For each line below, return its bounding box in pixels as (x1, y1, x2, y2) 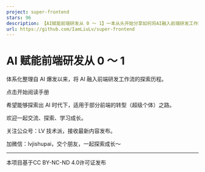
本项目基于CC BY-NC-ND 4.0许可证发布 (6, 159, 107, 167)
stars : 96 (6, 15, 32, 21)
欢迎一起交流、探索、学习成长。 (6, 114, 87, 122)
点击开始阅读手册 (6, 88, 49, 96)
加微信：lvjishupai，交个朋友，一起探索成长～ (6, 140, 121, 148)
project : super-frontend (6, 9, 70, 15)
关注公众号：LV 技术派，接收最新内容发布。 (6, 127, 116, 135)
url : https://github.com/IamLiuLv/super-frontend (6, 26, 135, 32)
